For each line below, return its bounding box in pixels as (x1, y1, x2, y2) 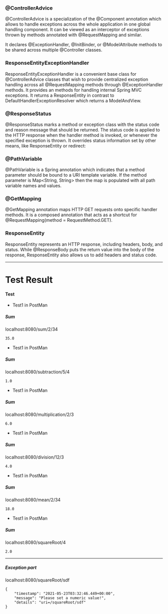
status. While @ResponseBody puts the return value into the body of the (5, 246, 154, 252)
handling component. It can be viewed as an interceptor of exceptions (5, 27, 149, 33)
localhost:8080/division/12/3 (5, 454, 64, 460)
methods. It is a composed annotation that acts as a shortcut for (5, 212, 137, 218)
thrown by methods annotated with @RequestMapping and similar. (5, 32, 142, 38)
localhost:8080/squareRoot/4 (5, 539, 66, 545)
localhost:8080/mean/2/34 (5, 497, 61, 503)
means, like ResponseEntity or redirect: (5, 142, 86, 148)
